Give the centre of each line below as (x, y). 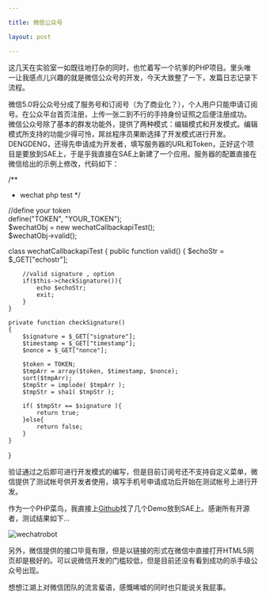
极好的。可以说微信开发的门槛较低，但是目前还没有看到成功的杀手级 (140, 560)
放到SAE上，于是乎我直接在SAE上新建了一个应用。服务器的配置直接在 (143, 154)
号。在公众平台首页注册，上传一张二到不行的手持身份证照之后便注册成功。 (129, 114)
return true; (58, 413)
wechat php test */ (50, 194)
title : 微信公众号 (36, 22)
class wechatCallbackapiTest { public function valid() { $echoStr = (116, 251)
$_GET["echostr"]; (38, 259)
